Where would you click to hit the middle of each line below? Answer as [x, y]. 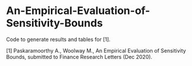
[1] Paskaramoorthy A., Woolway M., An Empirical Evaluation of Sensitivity [96, 50]
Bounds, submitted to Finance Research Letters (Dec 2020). [79, 57]
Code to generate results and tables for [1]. [58, 39]
